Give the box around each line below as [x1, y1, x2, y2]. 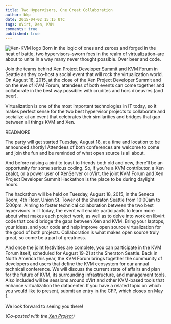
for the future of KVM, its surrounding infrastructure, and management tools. [5, 271, 166, 278]
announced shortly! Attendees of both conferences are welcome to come [5, 144, 160, 151]
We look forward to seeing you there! [5, 303, 83, 309]
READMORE [5, 129, 31, 135]
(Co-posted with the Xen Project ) [5, 313, 75, 319]
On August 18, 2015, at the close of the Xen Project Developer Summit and [5, 77, 161, 83]
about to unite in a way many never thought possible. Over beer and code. [5, 56, 162, 62]
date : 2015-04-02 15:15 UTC [5, 17, 65, 22]
